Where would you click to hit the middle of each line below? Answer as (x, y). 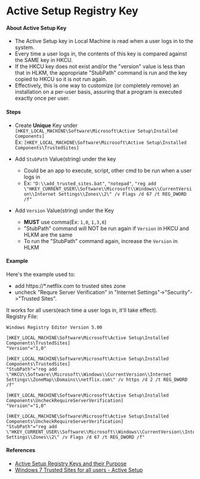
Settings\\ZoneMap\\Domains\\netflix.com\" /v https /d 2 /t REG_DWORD (97, 380)
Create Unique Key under (46, 125)
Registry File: (22, 316)
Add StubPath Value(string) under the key (65, 159)
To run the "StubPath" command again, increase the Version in (101, 241)
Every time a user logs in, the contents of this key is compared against (101, 54)
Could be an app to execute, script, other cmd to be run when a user (107, 170)
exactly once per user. (42, 98)
